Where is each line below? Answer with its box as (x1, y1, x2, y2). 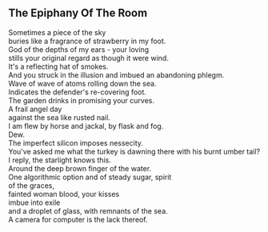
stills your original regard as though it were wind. (8, 53, 170, 62)
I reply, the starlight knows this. (8, 155, 112, 165)
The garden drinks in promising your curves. (8, 95, 154, 105)
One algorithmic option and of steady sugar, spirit (8, 172, 172, 182)
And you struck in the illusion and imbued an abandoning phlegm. (8, 70, 225, 79)
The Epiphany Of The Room (8, 6, 148, 20)
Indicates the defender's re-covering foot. (8, 87, 146, 97)
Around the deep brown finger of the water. (8, 163, 152, 173)
